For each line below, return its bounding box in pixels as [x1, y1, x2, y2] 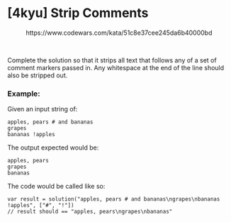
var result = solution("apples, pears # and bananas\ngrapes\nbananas [7, 196, 220, 203]
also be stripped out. [7, 71, 68, 79]
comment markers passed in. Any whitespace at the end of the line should [7, 63, 225, 72]
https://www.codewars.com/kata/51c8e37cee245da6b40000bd [26, 28, 213, 37]
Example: [7, 89, 40, 99]
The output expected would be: [7, 143, 99, 152]
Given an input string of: [7, 105, 78, 113]
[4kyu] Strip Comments [7, 5, 149, 21]
